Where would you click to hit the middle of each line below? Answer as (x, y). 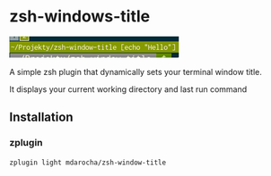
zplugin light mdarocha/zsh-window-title (88, 163)
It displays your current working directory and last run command (128, 89)
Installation (41, 117)
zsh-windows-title (80, 17)
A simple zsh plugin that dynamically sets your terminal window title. (136, 71)
